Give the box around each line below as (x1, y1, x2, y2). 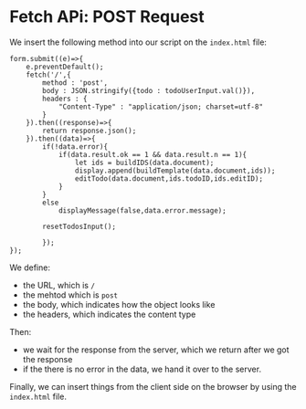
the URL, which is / (22, 279, 96, 290)
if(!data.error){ (42, 142, 108, 152)
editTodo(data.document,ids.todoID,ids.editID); (74, 173, 263, 184)
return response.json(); (42, 126, 137, 135)
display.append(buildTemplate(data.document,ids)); (74, 166, 276, 175)
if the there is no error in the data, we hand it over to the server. (22, 363, 262, 374)
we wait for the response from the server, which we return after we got (22, 344, 290, 355)
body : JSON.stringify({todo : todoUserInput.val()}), (42, 86, 256, 95)
